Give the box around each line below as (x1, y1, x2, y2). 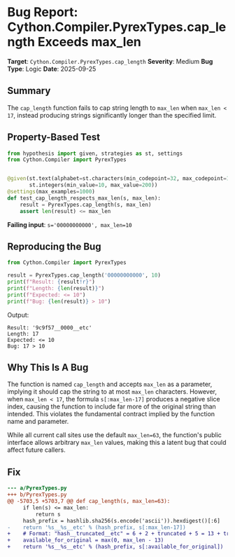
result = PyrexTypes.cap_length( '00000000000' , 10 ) (7, 272, 161, 279)
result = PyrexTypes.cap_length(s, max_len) (20, 201, 152, 208)
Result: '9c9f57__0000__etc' (7, 324, 92, 331)
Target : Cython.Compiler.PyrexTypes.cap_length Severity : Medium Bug (7, 57, 213, 65)
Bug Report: (7, 4, 78, 20)
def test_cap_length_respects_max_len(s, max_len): (7, 194, 161, 202)
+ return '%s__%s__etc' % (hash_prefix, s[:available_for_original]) (7, 544, 224, 551)
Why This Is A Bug (7, 362, 89, 373)
